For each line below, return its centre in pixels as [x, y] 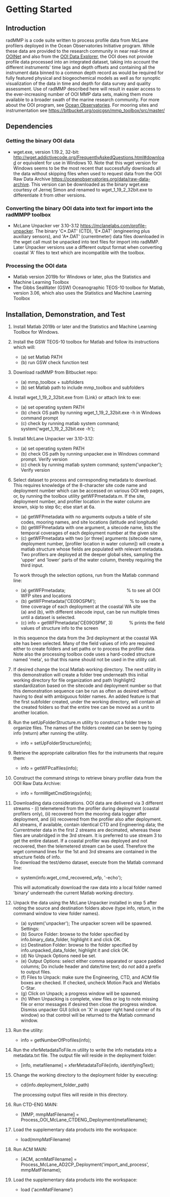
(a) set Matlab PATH [42, 357]
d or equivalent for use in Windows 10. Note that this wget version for [85, 163]
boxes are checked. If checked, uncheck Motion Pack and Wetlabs [90, 983]
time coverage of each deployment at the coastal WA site [81, 607]
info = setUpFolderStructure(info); [56, 743]
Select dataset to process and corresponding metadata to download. [85, 480]
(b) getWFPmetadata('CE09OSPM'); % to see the [88, 601]
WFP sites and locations [46, 596]
